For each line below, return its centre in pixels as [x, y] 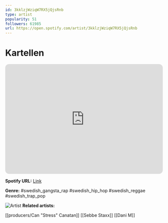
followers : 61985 [23, 24]
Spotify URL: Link [23, 181]
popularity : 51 [21, 19]
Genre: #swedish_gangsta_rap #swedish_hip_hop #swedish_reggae [75, 191]
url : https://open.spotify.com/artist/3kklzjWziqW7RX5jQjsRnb [71, 28]
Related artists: [38, 206]
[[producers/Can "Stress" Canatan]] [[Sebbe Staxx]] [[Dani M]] [70, 216]
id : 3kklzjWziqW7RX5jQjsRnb [34, 10]
